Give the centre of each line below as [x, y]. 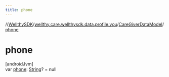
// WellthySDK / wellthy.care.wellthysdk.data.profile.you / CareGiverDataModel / [85, 24]
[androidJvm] [19, 64]
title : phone [19, 10]
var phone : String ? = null [31, 69]
